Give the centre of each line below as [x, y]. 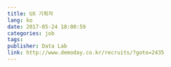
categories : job [31, 33]
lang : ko [20, 20]
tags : [15, 40]
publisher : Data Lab [37, 46]
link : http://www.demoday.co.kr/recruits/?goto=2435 [86, 53]
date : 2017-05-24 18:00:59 [47, 27]
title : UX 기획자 [30, 14]
